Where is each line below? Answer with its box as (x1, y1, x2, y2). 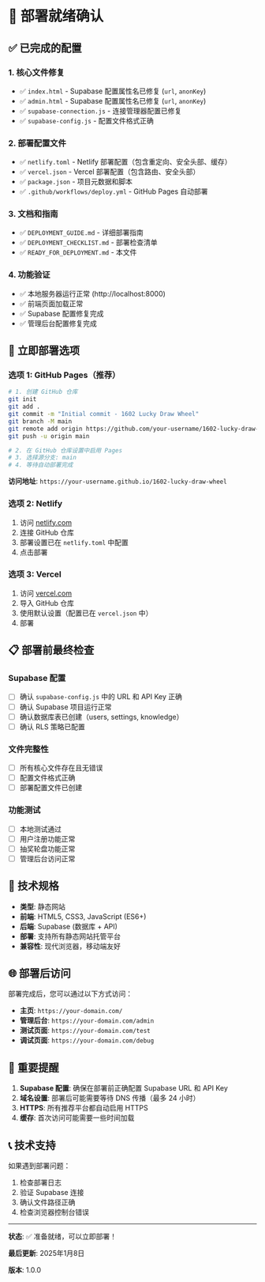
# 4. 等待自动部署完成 (8, 461, 73, 469)
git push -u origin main (8, 432, 90, 440)
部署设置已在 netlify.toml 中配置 (19, 537, 129, 546)
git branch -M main (8, 417, 73, 425)
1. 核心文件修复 (8, 66, 65, 78)
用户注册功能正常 (19, 834, 76, 843)
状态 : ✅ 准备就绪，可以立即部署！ (8, 1231, 117, 1242)
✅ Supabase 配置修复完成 (19, 308, 104, 318)
